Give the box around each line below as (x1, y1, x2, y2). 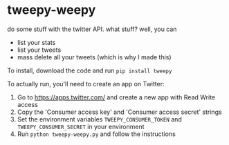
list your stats (17, 38, 56, 46)
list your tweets (17, 46, 62, 54)
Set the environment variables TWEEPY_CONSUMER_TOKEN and (17, 115, 182, 123)
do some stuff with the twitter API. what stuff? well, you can (7, 25, 177, 33)
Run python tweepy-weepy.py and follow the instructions (17, 130, 176, 138)
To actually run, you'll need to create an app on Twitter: (7, 79, 165, 88)
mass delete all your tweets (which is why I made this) (17, 52, 172, 61)
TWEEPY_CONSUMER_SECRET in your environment (17, 122, 145, 130)
